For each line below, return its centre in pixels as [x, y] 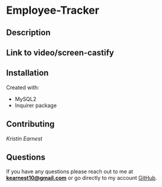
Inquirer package [36, 105]
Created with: [23, 87]
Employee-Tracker [53, 10]
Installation [27, 73]
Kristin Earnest [24, 139]
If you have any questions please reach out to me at [70, 171]
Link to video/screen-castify [60, 52]
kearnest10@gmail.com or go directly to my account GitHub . [82, 178]
